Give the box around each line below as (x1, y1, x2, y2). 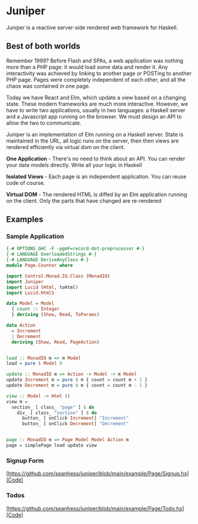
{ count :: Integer (11, 306, 60, 312)
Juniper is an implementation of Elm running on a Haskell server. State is (6, 131, 184, 138)
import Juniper (6, 278, 44, 284)
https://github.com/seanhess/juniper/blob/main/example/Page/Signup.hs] (8, 470, 189, 478)
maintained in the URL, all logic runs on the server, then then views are (6, 137, 180, 144)
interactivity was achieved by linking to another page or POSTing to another (6, 70, 192, 77)
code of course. (6, 179, 46, 186)
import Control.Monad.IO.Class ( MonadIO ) (6, 273, 111, 279)
